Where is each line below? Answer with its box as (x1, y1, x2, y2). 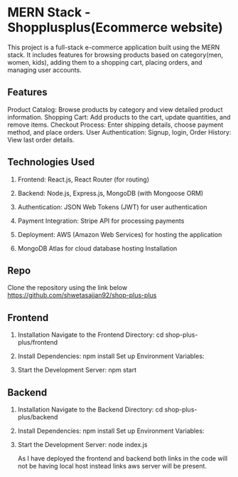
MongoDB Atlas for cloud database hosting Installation (17, 243, 178, 253)
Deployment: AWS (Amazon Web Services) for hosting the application (17, 230, 222, 238)
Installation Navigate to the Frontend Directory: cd (17, 330, 164, 339)
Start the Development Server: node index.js (17, 441, 148, 449)
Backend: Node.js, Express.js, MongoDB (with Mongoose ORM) (17, 189, 204, 197)
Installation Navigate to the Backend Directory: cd (17, 405, 163, 414)
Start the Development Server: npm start (17, 366, 137, 374)
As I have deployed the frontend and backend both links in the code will (17, 454, 228, 463)
